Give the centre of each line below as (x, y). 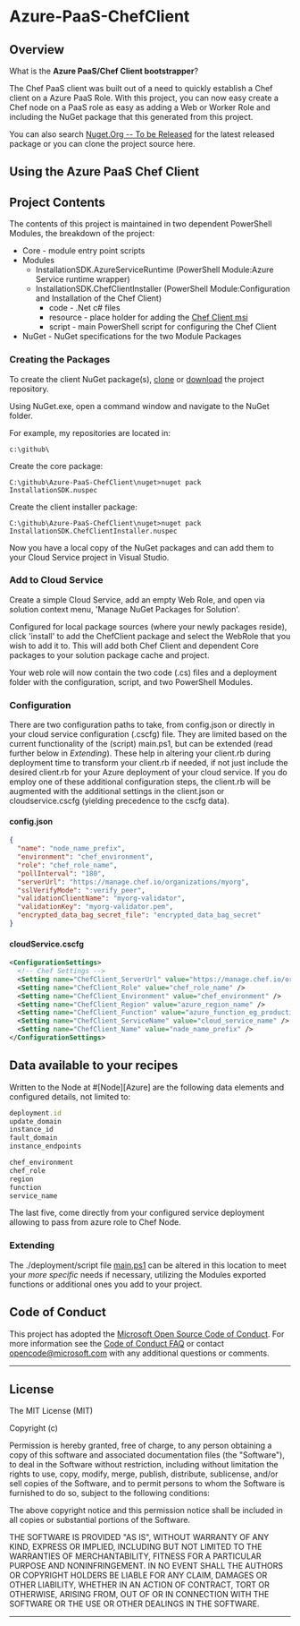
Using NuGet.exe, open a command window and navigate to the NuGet (139, 406)
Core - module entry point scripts (83, 251)
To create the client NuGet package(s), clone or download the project (137, 379)
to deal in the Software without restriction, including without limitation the (144, 1465)
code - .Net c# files (84, 308)
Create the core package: (56, 466)
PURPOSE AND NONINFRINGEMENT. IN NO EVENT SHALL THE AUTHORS (146, 1566)
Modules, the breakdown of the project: (82, 234)
